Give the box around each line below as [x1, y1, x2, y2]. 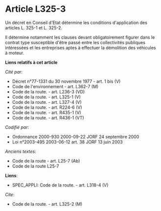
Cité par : [5, 69, 23, 74]
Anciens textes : [5, 148, 37, 154]
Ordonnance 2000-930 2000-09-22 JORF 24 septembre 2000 [12, 134, 139, 140]
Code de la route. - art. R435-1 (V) [12, 109, 82, 116]
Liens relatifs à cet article [5, 59, 58, 65]
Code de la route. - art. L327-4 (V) [12, 99, 82, 105]
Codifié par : [5, 124, 29, 130]
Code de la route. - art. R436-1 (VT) [12, 115, 84, 120]
